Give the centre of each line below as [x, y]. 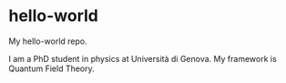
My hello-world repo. [48, 41]
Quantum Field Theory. [51, 68]
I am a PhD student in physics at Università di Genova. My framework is [143, 58]
